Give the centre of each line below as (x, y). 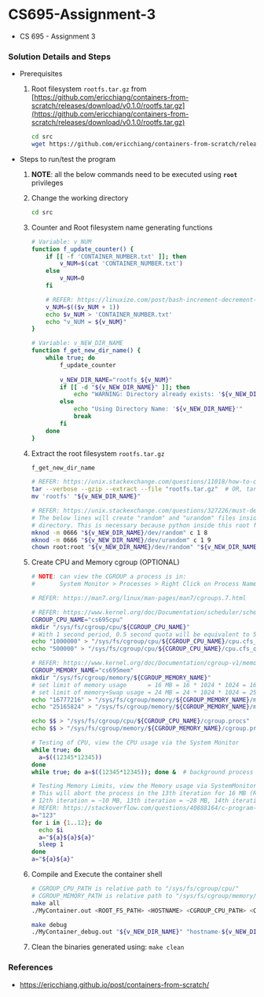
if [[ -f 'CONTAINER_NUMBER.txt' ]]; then (116, 256)
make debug (49, 925)
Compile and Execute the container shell (97, 874)
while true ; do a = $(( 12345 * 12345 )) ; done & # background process (142, 772)
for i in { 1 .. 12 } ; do (66, 822)
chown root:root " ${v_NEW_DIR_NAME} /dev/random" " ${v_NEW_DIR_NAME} (146, 547)
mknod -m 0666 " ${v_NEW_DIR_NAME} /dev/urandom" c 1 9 (121, 540)
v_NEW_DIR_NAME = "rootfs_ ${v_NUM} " (116, 380)
